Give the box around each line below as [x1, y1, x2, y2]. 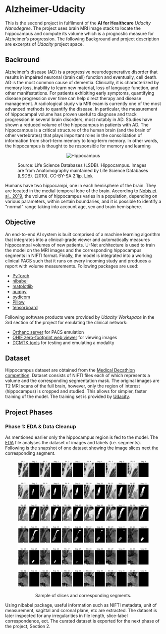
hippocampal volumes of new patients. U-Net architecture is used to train [5, 242, 155, 248]
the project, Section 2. [5, 623, 51, 629]
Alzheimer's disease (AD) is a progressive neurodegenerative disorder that [5, 69, 158, 75]
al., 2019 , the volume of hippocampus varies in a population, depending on [5, 193, 158, 199]
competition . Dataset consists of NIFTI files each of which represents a [5, 373, 150, 379]
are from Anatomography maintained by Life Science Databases [17, 167, 149, 173]
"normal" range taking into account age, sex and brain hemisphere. [5, 203, 142, 210]
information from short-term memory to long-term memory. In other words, [5, 137, 159, 143]
